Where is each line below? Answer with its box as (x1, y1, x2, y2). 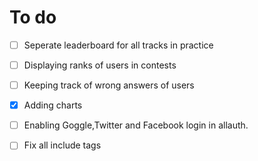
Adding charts (23, 99, 83, 111)
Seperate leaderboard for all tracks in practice (23, 39, 214, 51)
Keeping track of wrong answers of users (23, 79, 195, 91)
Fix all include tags (23, 139, 102, 151)
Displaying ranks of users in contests (23, 59, 177, 71)
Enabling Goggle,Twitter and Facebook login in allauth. (23, 119, 249, 131)
